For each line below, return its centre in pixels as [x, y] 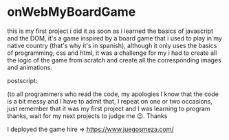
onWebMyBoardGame [72, 12]
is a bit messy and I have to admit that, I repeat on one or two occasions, [110, 101]
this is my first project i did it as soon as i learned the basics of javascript [110, 31]
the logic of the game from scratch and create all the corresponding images [114, 60]
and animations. [30, 67]
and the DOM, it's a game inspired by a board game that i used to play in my [115, 38]
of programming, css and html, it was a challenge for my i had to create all [112, 53]
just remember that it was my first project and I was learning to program [109, 108]
